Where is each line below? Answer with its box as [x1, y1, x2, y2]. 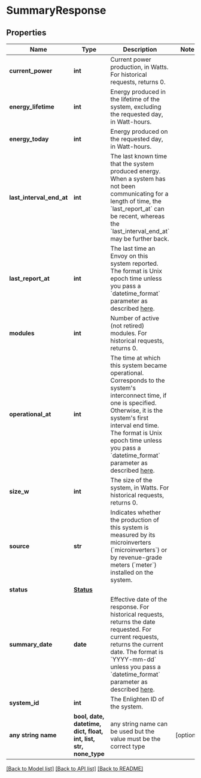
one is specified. [110, 399, 157, 407]
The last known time [110, 152, 167, 160]
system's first [110, 414, 148, 422]
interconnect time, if [110, 391, 167, 399]
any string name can [110, 720, 168, 728]
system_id [9, 699, 39, 707]
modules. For [110, 329, 148, 337]
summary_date [9, 640, 53, 648]
